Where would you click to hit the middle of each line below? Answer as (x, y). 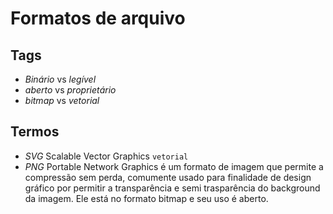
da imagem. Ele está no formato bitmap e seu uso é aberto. (146, 198)
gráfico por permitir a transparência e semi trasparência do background (172, 188)
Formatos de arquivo (98, 18)
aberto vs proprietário (70, 90)
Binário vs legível (60, 79)
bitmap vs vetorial (62, 100)
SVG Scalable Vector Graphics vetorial (106, 156)
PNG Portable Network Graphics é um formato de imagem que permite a (174, 166)
